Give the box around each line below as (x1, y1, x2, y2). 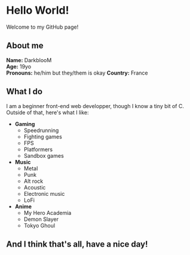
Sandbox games (23, 152, 64, 159)
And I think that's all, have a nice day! (6, 239, 148, 249)
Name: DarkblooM (6, 56, 52, 63)
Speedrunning (23, 127, 59, 134)
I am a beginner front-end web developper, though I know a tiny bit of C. (6, 102, 184, 109)
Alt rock (23, 177, 44, 185)
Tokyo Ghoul (23, 222, 56, 229)
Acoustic (23, 183, 46, 191)
